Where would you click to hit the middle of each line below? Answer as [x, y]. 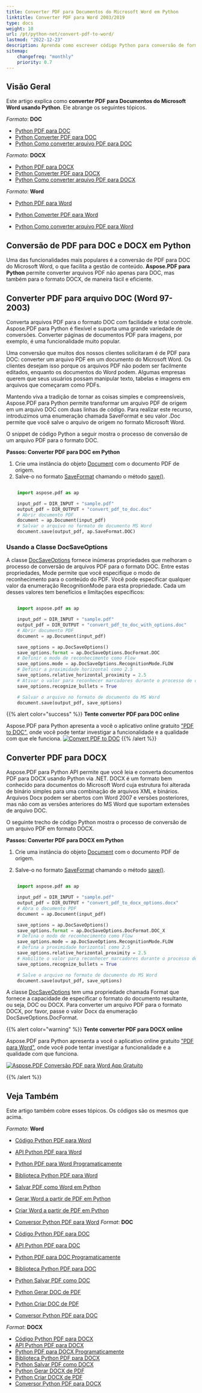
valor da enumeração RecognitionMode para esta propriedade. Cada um [96, 586]
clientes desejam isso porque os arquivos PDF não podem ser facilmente [96, 366]
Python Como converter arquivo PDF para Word [74, 227]
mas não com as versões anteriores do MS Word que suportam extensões [98, 804]
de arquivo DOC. [27, 810]
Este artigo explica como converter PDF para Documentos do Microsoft [96, 101]
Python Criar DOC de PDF [47, 1304]
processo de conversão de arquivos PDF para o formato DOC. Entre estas [98, 566]
